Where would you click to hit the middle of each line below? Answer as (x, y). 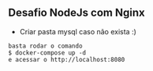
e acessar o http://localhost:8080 (67, 59)
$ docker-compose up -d (47, 53)
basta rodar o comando (45, 46)
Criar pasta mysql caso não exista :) (78, 31)
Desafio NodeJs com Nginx (76, 13)
